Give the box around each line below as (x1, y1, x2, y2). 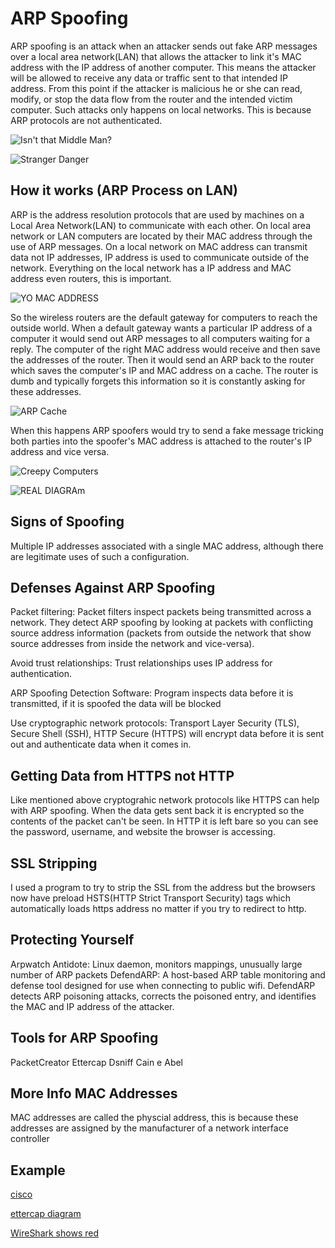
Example (10, 1162, 66, 1179)
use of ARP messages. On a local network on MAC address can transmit (10, 240, 308, 252)
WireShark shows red (10, 1227, 99, 1239)
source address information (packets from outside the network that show (10, 627, 312, 639)
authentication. (10, 668, 73, 680)
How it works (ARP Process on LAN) (10, 182, 238, 199)
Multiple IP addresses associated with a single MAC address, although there (10, 540, 324, 552)
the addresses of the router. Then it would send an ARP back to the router (10, 353, 315, 366)
